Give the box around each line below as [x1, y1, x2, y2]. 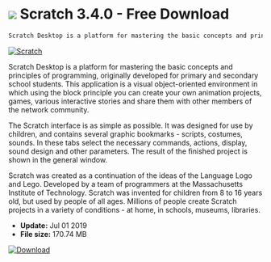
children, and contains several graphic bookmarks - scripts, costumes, [8, 129, 244, 138]
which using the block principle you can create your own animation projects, [8, 87, 262, 97]
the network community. [8, 104, 90, 114]
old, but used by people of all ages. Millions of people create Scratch [8, 196, 237, 206]
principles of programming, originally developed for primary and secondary [8, 70, 259, 80]
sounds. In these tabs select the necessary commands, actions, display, [8, 137, 248, 147]
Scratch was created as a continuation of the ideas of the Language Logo [8, 171, 252, 180]
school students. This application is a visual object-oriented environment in [8, 78, 258, 89]
